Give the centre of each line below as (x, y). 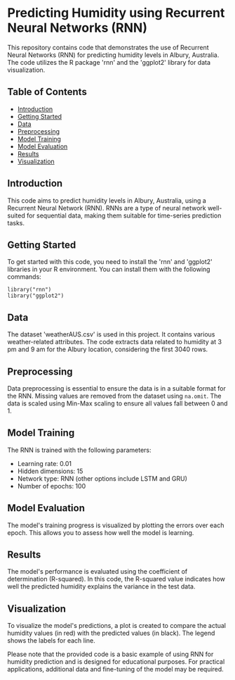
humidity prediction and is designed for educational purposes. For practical (116, 662)
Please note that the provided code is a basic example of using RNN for (110, 654)
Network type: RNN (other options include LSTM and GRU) (102, 478)
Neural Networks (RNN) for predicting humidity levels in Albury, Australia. (113, 55)
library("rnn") (29, 290)
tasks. (16, 222)
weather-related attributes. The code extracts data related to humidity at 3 (115, 342)
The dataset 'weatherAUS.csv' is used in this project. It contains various (111, 334)
